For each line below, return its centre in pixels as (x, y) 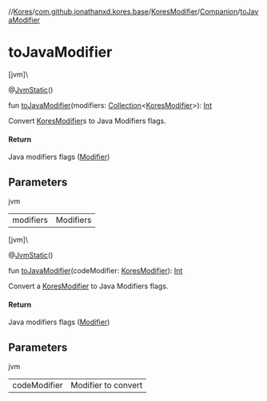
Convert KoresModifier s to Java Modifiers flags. (87, 121)
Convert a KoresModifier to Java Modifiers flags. (88, 286)
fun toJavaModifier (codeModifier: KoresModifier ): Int (96, 270)
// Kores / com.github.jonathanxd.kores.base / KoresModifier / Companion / (125, 12)
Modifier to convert (107, 385)
